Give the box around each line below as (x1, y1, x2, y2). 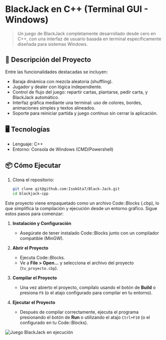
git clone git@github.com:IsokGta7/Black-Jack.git (12, 187, 120, 192)
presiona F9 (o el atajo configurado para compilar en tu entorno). (19, 290, 153, 296)
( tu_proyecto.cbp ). (19, 265, 58, 271)
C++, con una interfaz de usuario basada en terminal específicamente (17, 36, 162, 42)
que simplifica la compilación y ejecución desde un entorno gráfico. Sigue (5, 206, 158, 212)
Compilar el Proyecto (12, 275, 57, 281)
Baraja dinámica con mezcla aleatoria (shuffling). (12, 78, 113, 84)
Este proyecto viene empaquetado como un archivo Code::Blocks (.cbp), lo (5, 200, 160, 206)
